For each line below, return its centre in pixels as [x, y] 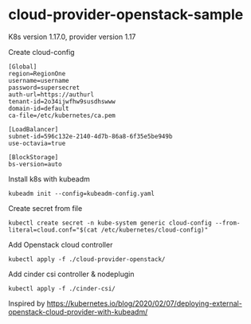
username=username [39, 80]
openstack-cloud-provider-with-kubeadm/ [78, 311]
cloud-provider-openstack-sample [126, 15]
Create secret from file [45, 208]
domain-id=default [39, 108]
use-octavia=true [37, 143]
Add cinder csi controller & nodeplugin [71, 274]
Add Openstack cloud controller [61, 244]
